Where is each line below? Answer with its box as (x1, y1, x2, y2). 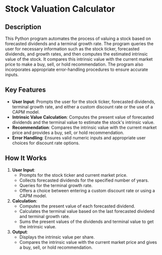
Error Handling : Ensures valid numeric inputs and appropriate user (12, 135, 146, 140)
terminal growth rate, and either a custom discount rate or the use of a (12, 103, 153, 110)
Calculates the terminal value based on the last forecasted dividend (19, 208, 155, 214)
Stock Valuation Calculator (5, 3, 115, 15)
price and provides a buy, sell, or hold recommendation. (12, 130, 124, 136)
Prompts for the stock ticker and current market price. (19, 172, 128, 178)
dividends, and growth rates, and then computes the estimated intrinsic (5, 51, 148, 57)
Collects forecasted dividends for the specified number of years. (19, 177, 149, 183)
